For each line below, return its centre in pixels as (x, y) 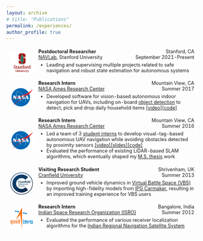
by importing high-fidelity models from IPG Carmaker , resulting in (120, 188)
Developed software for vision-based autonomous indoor (111, 96)
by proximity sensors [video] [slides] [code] (95, 145)
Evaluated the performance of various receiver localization (112, 220)
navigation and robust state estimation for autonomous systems (118, 70)
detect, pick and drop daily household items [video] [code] (112, 108)
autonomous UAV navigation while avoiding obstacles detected (117, 140)
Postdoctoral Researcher (67, 51)
